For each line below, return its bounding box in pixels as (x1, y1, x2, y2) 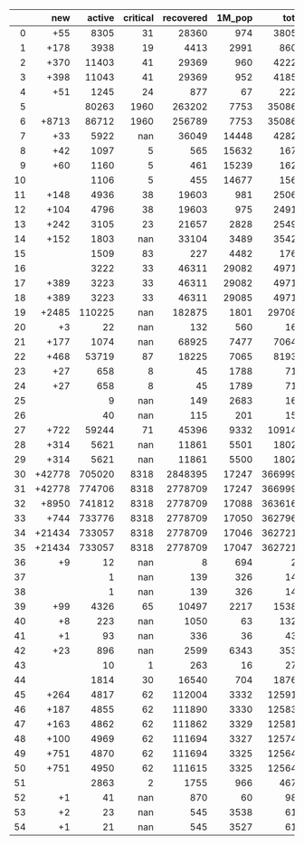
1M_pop (216, 12, 253, 24)
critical (123, 12, 154, 24)
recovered (162, 12, 208, 24)
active (87, 12, 115, 24)
